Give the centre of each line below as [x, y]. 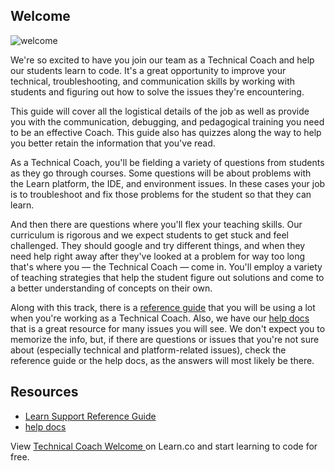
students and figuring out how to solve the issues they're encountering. [157, 91]
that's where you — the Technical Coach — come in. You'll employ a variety [166, 266]
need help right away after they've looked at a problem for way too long [158, 256]
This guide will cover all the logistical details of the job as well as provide [160, 111]
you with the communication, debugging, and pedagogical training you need [167, 121]
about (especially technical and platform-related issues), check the [148, 350]
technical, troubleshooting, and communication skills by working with [152, 81]
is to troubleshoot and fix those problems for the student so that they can [161, 194]
